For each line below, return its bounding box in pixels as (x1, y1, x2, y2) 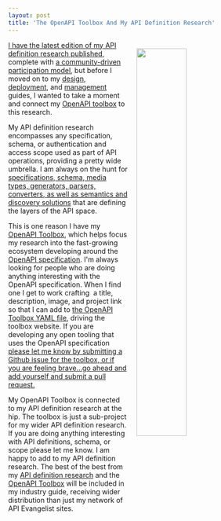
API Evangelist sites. (8, 504, 74, 513)
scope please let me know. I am (8, 445, 110, 454)
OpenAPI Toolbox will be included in (8, 479, 125, 488)
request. (8, 380, 35, 389)
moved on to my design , (8, 74, 86, 83)
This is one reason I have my (8, 221, 100, 230)
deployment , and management (8, 82, 107, 91)
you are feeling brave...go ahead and (8, 363, 127, 372)
